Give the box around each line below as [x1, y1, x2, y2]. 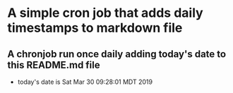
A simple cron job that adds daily [7, 5, 203, 21]
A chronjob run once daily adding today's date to [7, 48, 227, 60]
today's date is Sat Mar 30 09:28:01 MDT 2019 [17, 77, 153, 86]
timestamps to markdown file [7, 20, 183, 36]
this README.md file [7, 58, 100, 71]
